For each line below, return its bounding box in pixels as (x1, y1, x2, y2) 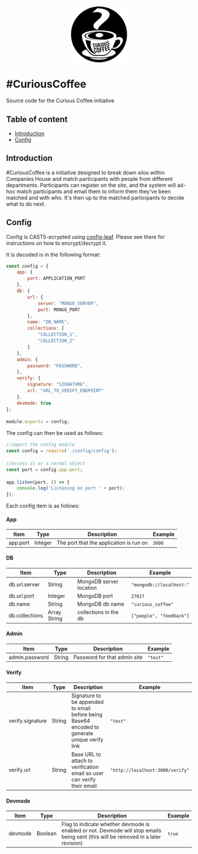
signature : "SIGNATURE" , (27, 382, 88, 388)
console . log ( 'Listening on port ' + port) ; (16, 485, 126, 491)
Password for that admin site (73, 654, 143, 661)
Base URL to (71, 751, 101, 758)
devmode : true (16, 400, 51, 406)
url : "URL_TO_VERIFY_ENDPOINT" (27, 388, 104, 394)
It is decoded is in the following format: (6, 251, 101, 258)
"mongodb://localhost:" (131, 582, 190, 588)
